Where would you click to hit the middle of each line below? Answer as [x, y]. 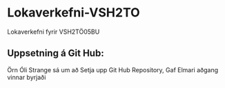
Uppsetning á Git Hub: [56, 53]
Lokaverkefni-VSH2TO [74, 13]
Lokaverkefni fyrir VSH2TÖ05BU [53, 32]
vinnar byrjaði [27, 77]
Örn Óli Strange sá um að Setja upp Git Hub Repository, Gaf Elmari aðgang [113, 69]
